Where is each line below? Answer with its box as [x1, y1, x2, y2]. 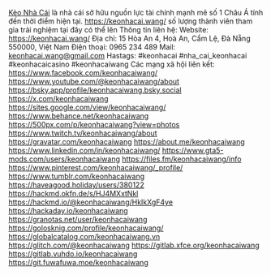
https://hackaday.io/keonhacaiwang [8, 206, 128, 215]
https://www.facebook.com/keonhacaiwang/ [8, 68, 158, 77]
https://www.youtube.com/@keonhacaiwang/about [8, 77, 180, 86]
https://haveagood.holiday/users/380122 [8, 180, 144, 190]
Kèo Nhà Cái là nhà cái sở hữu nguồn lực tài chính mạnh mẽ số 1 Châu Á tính [8, 8, 264, 17]
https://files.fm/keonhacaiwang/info [121, 154, 242, 164]
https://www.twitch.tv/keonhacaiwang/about [8, 128, 157, 138]
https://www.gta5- [161, 146, 224, 155]
